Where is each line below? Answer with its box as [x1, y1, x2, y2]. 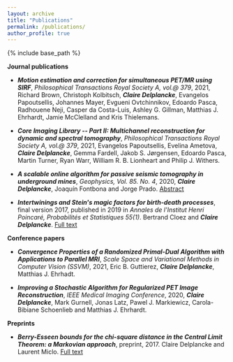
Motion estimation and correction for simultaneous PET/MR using [17, 76, 213, 85]
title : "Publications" [7, 17, 73, 24]
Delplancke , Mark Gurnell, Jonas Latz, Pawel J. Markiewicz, [17, 298, 190, 307]
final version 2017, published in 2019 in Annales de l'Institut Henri [17, 205, 204, 214]
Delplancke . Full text [17, 221, 77, 229]
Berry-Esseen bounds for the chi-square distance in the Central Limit [17, 333, 223, 341]
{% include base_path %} [7, 49, 81, 57]
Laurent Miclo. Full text [17, 347, 84, 356]
